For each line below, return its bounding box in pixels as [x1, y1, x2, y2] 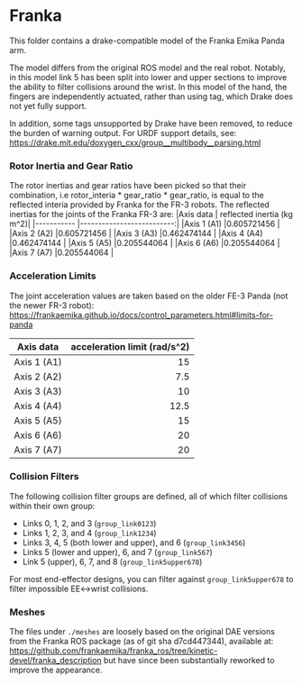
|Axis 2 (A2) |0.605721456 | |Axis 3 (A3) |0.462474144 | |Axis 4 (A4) [9, 228, 263, 239]
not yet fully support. [9, 100, 87, 111]
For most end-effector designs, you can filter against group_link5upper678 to [9, 573, 294, 584]
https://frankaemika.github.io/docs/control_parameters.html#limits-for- [9, 309, 273, 320]
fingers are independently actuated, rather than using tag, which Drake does [9, 91, 293, 102]
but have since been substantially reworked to [103, 655, 275, 666]
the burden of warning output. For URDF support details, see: [9, 127, 237, 138]
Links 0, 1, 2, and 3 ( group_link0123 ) [22, 517, 157, 528]
